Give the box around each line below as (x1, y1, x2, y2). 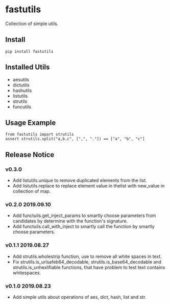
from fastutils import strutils (5, 132, 74, 137)
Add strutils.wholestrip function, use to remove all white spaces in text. (12, 253, 162, 259)
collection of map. (12, 188, 51, 194)
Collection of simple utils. (5, 20, 59, 27)
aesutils (12, 76, 30, 82)
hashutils (12, 87, 32, 93)
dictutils (12, 82, 30, 88)
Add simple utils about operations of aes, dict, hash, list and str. (12, 294, 147, 300)
